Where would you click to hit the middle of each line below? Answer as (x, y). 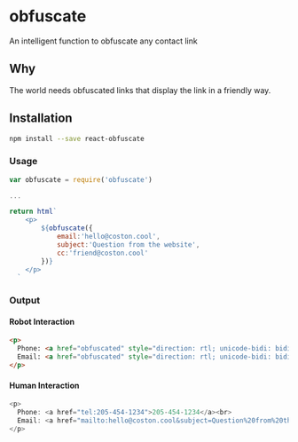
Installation (41, 118)
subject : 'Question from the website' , (128, 245)
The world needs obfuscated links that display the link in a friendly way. (140, 90)
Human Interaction (44, 385)
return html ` (33, 212)
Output (25, 301)
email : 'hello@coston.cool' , (109, 237)
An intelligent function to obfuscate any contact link (103, 41)
